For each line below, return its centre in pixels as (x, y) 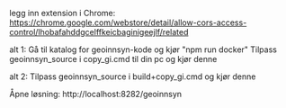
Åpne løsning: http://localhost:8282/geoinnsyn (96, 94)
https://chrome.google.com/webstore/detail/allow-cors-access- (128, 22)
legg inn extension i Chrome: (63, 13)
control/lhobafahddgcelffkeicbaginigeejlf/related (99, 32)
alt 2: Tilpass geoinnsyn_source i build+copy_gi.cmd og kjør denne (133, 76)
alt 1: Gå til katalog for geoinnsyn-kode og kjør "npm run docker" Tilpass (143, 49)
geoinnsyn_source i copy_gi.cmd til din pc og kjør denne (113, 59)
